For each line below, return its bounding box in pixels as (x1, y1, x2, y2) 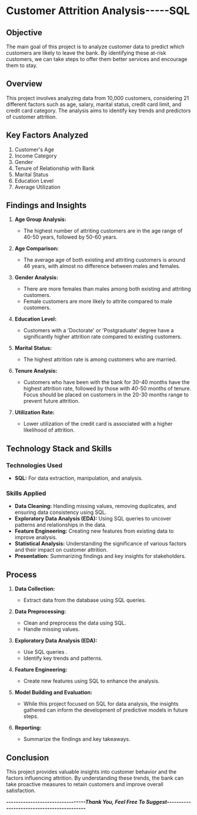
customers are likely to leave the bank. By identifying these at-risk (6, 49, 166, 56)
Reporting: (14, 724, 42, 732)
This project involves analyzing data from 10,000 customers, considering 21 (6, 94, 189, 101)
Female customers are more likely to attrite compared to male (23, 298, 172, 305)
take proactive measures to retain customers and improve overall (6, 781, 163, 788)
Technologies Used (6, 461, 63, 469)
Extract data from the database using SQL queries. (23, 597, 146, 604)
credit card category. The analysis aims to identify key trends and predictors (6, 107, 191, 114)
